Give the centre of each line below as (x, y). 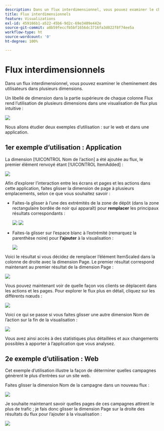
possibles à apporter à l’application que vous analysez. (60, 343)
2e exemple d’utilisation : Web (52, 359)
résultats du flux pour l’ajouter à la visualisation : (53, 414)
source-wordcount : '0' (28, 37)
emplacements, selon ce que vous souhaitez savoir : (58, 193)
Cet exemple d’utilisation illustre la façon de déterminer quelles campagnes (81, 370)
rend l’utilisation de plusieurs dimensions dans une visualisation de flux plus (81, 103)
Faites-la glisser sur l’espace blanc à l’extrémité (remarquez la (74, 233)
